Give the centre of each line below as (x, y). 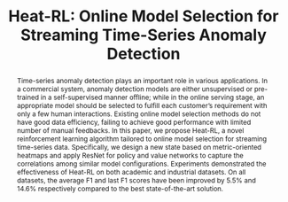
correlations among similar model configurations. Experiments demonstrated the (141, 163)
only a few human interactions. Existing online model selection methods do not (139, 114)
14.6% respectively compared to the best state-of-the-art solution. (120, 188)
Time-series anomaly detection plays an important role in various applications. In (142, 80)
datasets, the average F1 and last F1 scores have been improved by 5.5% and (136, 180)
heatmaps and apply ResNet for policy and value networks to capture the (130, 155)
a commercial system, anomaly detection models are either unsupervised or (135, 89)
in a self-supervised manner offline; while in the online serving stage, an (152, 97)
